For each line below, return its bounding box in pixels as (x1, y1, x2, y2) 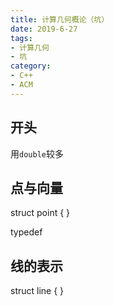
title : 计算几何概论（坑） (10, 14, 110, 25)
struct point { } (10, 207, 71, 219)
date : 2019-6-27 (10, 24, 78, 34)
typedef (10, 226, 43, 238)
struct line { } (10, 285, 65, 297)
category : (10, 61, 52, 71)
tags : (10, 33, 33, 43)
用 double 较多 (10, 147, 64, 160)
